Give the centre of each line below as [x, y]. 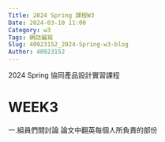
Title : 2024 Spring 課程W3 [51, 15]
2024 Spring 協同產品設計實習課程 [64, 75]
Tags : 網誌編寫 [31, 37]
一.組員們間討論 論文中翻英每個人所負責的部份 [83, 129]
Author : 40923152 [37, 52]
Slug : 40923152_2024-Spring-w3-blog [68, 45]
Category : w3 [30, 30]
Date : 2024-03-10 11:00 [47, 23]
